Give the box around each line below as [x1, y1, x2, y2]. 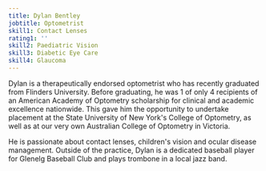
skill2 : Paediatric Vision [8, 42, 99, 50]
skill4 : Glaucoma [8, 57, 66, 65]
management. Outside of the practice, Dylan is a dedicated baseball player [8, 145, 255, 155]
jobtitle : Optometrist [8, 19, 84, 27]
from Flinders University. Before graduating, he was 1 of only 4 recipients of [8, 87, 258, 96]
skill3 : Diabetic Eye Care [8, 49, 99, 57]
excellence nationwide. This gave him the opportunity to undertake [8, 104, 229, 113]
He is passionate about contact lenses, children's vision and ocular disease [8, 136, 257, 146]
